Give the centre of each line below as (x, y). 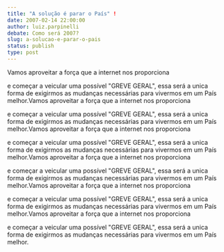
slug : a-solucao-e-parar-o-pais (54, 40)
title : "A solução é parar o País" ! (62, 14)
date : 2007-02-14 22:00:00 (46, 20)
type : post (23, 53)
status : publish (31, 46)
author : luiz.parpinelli (43, 26)
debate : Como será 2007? (43, 33)
